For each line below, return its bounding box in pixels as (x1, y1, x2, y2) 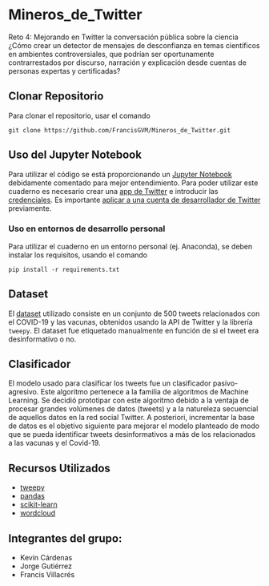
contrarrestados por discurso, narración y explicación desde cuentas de (8, 58, 247, 67)
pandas (19, 491, 46, 501)
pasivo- (212, 378, 239, 388)
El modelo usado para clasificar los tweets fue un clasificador (8, 378, 211, 388)
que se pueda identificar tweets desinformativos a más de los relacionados (8, 430, 256, 439)
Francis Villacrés (19, 570, 75, 580)
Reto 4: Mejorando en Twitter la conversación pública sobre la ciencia (8, 32, 239, 42)
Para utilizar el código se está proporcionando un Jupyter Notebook (8, 169, 232, 179)
